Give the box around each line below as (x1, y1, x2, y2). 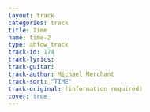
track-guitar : (8, 63, 55, 71)
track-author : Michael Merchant (8, 70, 114, 78)
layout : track (8, 11, 55, 20)
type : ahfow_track (8, 41, 69, 49)
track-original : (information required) (8, 84, 144, 93)
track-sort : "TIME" (8, 77, 73, 85)
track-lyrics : (8, 56, 55, 64)
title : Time (8, 26, 47, 34)
